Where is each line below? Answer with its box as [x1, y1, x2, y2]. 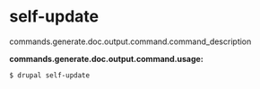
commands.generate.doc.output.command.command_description [9, 36, 252, 47]
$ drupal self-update [9, 70, 91, 80]
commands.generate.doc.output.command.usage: [9, 53, 204, 64]
